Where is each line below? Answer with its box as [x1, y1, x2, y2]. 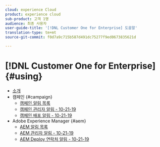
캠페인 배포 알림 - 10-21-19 [19, 112, 72, 118]
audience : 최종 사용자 [5, 21, 47, 26]
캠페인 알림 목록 [19, 100, 51, 106]
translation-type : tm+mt [5, 30, 56, 35]
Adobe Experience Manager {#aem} [12, 118, 86, 124]
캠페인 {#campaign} [12, 94, 53, 100]
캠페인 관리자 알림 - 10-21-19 [19, 106, 76, 112]
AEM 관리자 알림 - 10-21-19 [19, 130, 74, 136]
